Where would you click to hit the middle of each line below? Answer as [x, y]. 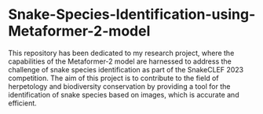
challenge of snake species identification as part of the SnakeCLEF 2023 [126, 69]
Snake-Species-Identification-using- [132, 15]
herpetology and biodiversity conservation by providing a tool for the [119, 86]
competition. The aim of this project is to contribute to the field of [113, 78]
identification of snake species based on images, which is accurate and [124, 94]
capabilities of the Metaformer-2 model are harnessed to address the [120, 61]
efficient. [22, 103]
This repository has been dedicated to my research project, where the [121, 53]
